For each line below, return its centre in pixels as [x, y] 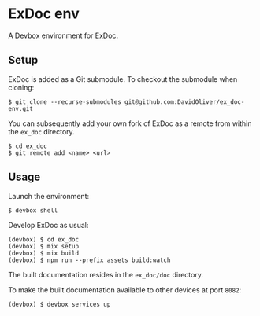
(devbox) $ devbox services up [59, 304]
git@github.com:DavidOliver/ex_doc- [185, 102]
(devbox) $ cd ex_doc [44, 239]
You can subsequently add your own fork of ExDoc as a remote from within [130, 123]
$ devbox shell [33, 210]
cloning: [21, 87]
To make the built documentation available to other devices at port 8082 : [125, 290]
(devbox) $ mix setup [44, 246]
